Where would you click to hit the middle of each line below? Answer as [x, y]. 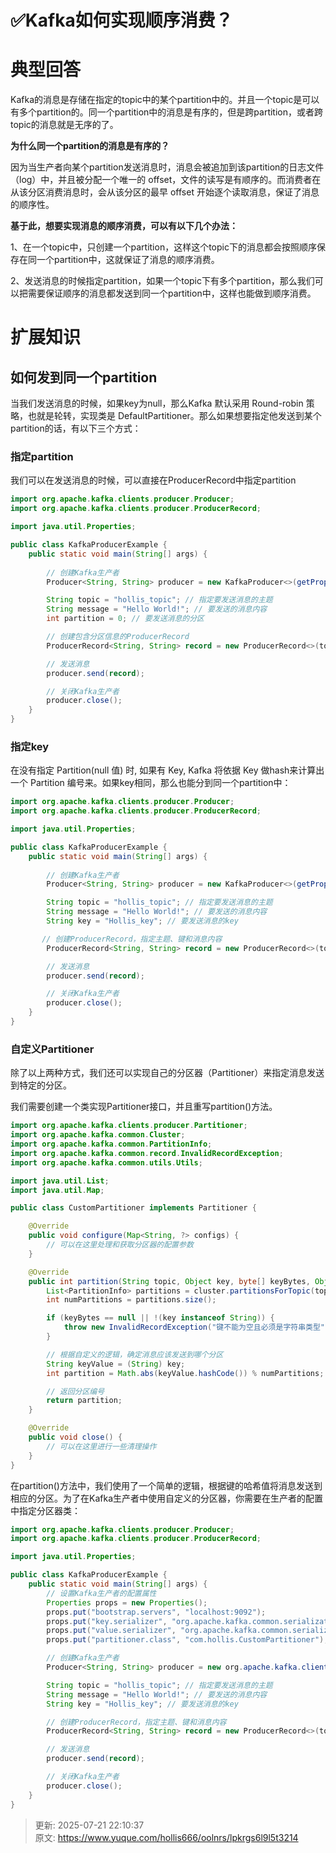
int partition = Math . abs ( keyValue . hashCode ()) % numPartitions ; [185, 1373]
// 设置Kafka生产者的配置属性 [101, 1593]
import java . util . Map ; [57, 1190]
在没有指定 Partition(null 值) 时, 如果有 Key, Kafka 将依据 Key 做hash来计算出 [167, 770]
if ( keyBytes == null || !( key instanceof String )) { [160, 1318]
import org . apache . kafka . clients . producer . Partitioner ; [129, 1126]
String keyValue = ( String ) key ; [116, 1364]
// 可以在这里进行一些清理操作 [101, 1446]
